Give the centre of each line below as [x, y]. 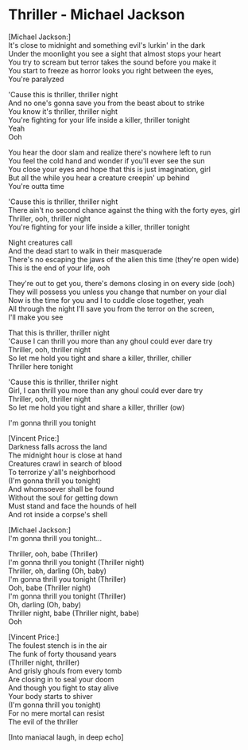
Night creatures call [41, 242]
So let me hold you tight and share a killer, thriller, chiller [100, 358]
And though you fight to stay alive [64, 688]
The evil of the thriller [43, 721]
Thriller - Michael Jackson [97, 15]
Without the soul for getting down [63, 497]
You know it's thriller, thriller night [63, 111]
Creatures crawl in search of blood [65, 463]
